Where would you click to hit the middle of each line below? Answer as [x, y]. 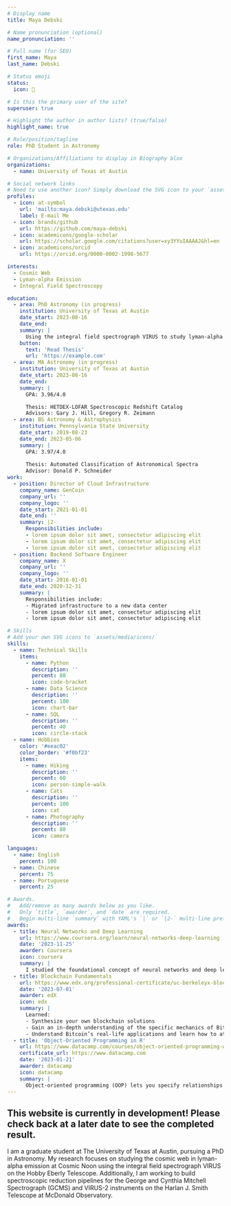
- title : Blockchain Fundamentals [63, 976]
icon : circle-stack [60, 734]
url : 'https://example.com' [66, 356]
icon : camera [51, 836]
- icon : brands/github [46, 222]
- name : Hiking [47, 765]
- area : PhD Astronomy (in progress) [67, 305]
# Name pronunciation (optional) [55, 32]
